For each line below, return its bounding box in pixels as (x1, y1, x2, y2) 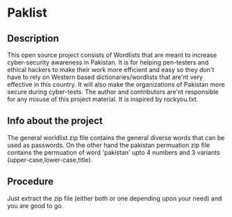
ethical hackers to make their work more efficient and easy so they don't (7, 66, 215, 73)
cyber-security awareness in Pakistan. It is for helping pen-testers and (7, 58, 209, 67)
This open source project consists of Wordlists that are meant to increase (7, 51, 217, 59)
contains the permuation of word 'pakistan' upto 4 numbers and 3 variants (7, 148, 220, 157)
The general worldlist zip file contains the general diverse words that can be (7, 133, 225, 141)
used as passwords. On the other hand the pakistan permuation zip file (7, 141, 210, 149)
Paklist (7, 5, 47, 21)
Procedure (7, 175, 54, 188)
